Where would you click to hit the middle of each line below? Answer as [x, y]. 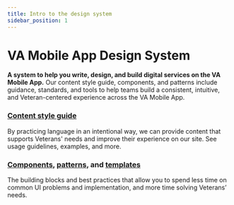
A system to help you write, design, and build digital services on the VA [114, 75]
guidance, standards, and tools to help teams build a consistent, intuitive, [114, 90]
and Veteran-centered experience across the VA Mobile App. [96, 98]
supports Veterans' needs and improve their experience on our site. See [112, 139]
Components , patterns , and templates [74, 165]
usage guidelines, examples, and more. [64, 146]
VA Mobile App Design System [99, 55]
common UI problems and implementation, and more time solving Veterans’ [117, 187]
